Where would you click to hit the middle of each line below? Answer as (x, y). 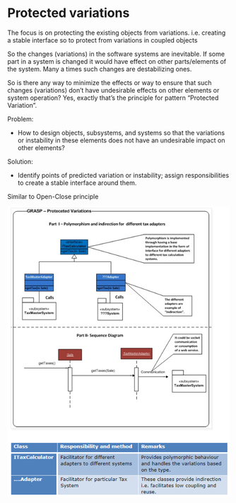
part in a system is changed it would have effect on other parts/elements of (117, 61)
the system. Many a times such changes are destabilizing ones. (100, 69)
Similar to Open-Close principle (53, 196)
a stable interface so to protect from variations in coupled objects (102, 40)
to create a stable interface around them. (77, 183)
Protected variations (69, 13)
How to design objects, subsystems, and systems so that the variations (121, 132)
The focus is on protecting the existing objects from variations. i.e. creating (117, 33)
